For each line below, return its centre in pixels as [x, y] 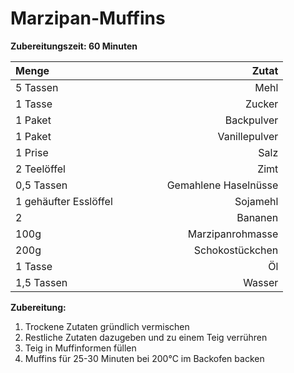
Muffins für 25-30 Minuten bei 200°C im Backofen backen [144, 358]
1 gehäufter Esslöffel [64, 201]
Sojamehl [256, 201]
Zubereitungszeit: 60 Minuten [74, 46]
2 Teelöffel [40, 169]
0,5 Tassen [41, 185]
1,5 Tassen [41, 282]
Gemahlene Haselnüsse [222, 185]
